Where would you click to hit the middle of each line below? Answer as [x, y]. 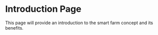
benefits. [14, 28]
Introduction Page [43, 9]
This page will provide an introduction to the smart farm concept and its [79, 23]
